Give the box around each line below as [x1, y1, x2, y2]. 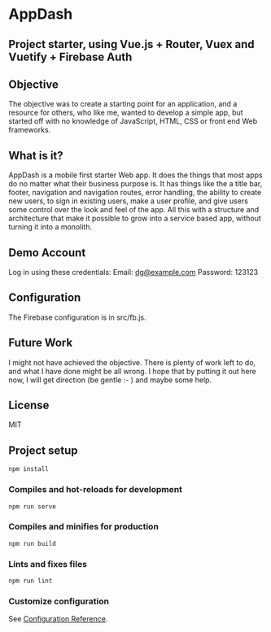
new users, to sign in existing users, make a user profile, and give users [8, 196, 248, 206]
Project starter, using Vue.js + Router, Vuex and [8, 37, 255, 51]
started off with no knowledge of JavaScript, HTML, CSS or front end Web [8, 116, 258, 126]
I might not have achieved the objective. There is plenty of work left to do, [8, 357, 256, 367]
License [8, 399, 50, 412]
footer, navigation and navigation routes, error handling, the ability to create [8, 188, 262, 198]
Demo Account [8, 246, 86, 259]
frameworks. [8, 125, 51, 135]
